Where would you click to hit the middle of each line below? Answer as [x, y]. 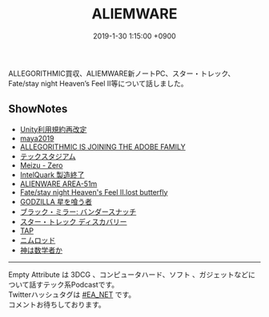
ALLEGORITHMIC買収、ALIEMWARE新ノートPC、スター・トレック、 [122, 73]
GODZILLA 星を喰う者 [56, 201]
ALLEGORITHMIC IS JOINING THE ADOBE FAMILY [102, 147]
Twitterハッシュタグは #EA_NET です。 [72, 294]
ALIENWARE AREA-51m [58, 184]
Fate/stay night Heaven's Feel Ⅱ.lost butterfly [94, 192]
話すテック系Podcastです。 [74, 284]
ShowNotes [38, 109]
